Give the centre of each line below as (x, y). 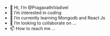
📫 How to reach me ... (32, 28)
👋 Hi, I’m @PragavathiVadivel (39, 8)
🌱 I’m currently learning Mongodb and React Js (57, 18)
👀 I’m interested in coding (36, 13)
